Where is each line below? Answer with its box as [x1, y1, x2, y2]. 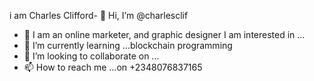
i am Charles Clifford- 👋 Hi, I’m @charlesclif [9, 10, 189, 21]
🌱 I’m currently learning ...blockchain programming [23, 40, 233, 51]
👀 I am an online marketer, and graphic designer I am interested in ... [23, 29, 306, 40]
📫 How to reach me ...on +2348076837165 [23, 61, 203, 73]
